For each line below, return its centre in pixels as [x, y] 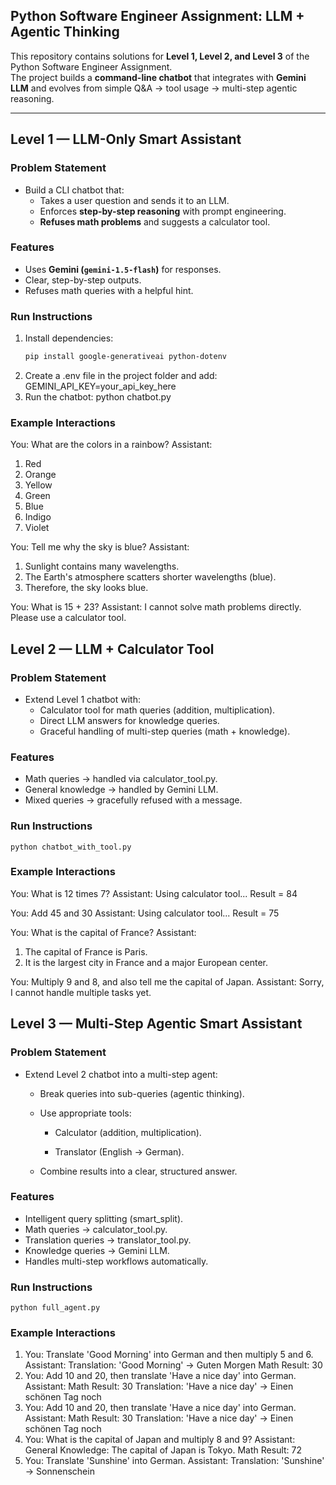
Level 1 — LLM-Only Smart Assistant [126, 139]
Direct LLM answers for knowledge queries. [129, 720]
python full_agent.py [55, 1308]
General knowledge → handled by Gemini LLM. [121, 790]
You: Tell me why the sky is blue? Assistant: [100, 547]
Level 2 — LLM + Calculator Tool [112, 649]
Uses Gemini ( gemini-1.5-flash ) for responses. [123, 269]
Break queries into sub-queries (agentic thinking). [142, 1093]
